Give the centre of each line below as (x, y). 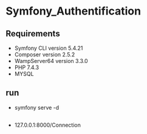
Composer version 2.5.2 (45, 55)
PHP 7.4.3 (27, 67)
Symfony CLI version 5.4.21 (49, 48)
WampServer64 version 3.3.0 (51, 61)
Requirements (33, 34)
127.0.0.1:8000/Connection (48, 125)
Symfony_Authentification (73, 11)
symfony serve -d (37, 107)
